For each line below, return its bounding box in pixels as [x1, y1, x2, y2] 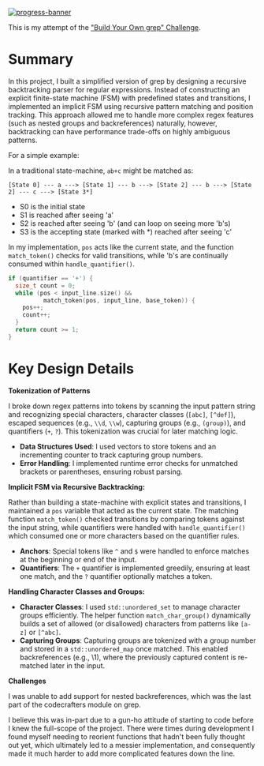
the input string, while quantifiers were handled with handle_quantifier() [8, 522, 246, 532]
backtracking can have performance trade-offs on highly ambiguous [8, 126, 231, 136]
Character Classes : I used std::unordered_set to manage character [19, 602, 241, 611]
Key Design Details [8, 360, 135, 377]
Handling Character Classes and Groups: [8, 587, 145, 596]
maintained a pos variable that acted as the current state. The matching [8, 505, 239, 515]
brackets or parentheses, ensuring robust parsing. [19, 467, 183, 476]
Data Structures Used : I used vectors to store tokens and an [19, 441, 217, 451]
